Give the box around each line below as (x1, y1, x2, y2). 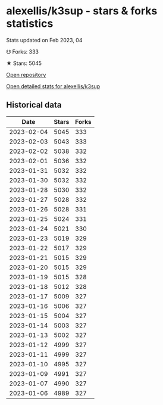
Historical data (6, 100, 62, 110)
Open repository (6, 71, 46, 78)
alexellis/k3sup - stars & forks (6, 4, 158, 18)
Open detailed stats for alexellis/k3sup (6, 82, 101, 90)
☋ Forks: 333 (6, 48, 39, 55)
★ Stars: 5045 (6, 60, 42, 67)
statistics (6, 17, 54, 30)
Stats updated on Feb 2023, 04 (6, 36, 83, 43)
